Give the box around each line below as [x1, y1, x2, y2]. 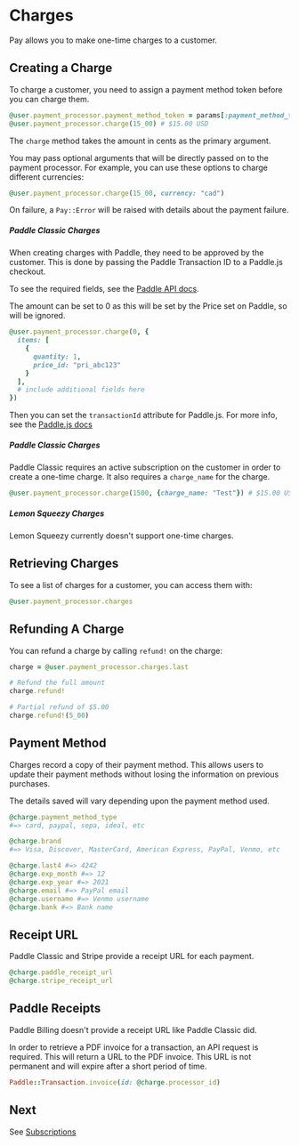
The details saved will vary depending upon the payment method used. [9, 795, 270, 806]
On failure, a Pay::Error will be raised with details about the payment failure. [9, 205, 289, 215]
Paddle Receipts [9, 1001, 101, 1016]
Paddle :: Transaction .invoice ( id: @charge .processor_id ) [9, 1077, 221, 1086]
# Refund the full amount [9, 678, 105, 688]
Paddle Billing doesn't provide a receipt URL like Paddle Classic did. [9, 1024, 257, 1035]
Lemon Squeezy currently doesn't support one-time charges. [9, 530, 234, 541]
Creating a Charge [9, 61, 113, 76]
